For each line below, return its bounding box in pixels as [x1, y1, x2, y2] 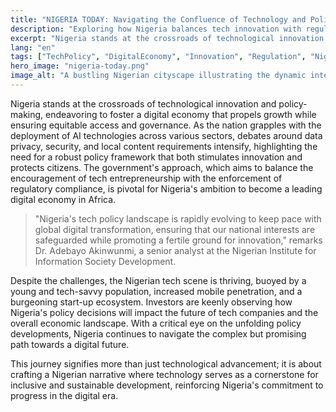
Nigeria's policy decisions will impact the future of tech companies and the [10, 306, 319, 318]
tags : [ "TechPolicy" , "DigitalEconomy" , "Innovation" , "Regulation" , [10, 52, 307, 62]
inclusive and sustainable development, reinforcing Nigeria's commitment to [10, 379, 324, 391]
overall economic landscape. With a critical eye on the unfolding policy [10, 317, 302, 329]
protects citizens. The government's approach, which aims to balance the [10, 161, 314, 173]
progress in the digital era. [10, 389, 119, 401]
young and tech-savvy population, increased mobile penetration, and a [10, 285, 303, 297]
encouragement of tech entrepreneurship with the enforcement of [10, 172, 283, 184]
